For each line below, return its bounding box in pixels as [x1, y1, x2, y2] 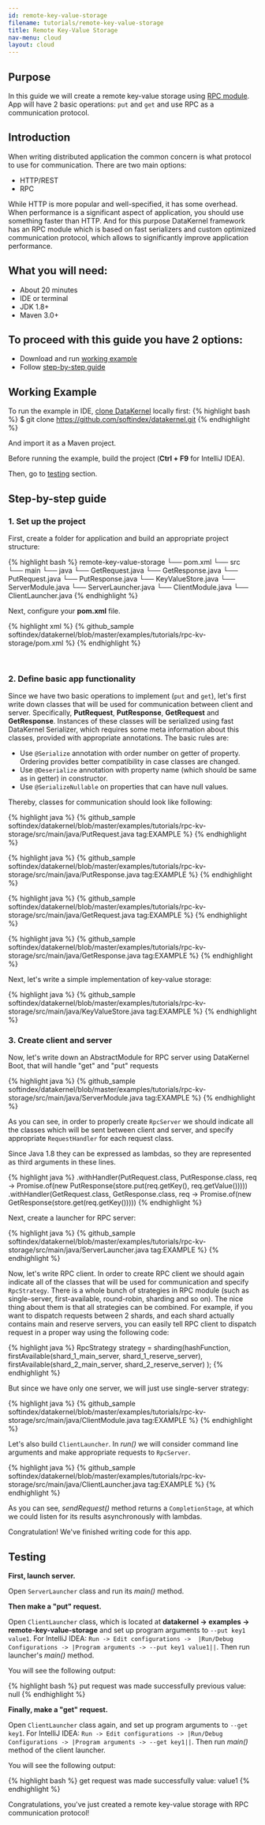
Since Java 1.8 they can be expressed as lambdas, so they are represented [8, 1149, 252, 1158]
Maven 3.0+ [19, 310, 59, 320]
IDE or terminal [19, 293, 69, 303]
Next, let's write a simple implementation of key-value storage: [8, 975, 211, 984]
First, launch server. [8, 1571, 76, 1581]
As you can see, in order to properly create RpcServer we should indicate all [8, 1117, 254, 1127]
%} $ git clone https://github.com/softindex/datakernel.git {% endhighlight [8, 415, 250, 424]
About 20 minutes [19, 285, 78, 295]
